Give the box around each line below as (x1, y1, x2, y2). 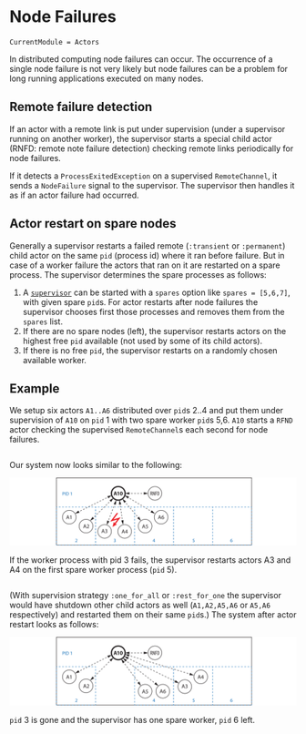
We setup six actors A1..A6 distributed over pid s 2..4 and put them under (9, 405, 284, 416)
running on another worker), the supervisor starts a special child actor (9, 133, 272, 144)
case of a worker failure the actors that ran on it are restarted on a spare (9, 260, 280, 270)
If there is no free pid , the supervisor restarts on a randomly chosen (22, 344, 278, 356)
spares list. (22, 316, 64, 327)
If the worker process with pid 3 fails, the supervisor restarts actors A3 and (9, 555, 291, 566)
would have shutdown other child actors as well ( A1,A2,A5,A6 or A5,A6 (9, 599, 271, 611)
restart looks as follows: (9, 619, 99, 630)
